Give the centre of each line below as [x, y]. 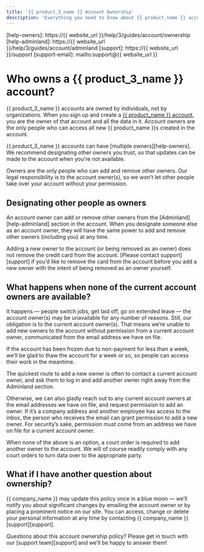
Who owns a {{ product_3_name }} [95, 79]
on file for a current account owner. [51, 431]
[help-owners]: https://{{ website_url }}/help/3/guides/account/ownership [98, 35]
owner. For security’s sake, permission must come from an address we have [101, 424]
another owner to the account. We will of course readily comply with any [97, 449]
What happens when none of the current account [101, 287]
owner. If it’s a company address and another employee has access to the [98, 412]
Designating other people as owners [76, 203]
